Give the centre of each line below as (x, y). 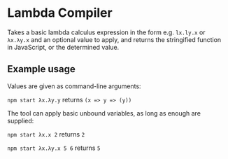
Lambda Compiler (60, 13)
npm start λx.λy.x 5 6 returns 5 (54, 148)
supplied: (21, 120)
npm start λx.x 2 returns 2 (46, 134)
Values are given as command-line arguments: (74, 86)
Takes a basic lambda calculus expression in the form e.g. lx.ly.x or (106, 32)
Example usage (41, 69)
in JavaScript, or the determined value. (63, 47)
